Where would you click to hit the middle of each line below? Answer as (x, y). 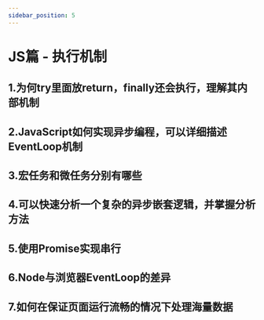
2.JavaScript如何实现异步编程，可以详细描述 (118, 131)
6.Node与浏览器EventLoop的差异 (90, 278)
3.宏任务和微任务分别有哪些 (75, 175)
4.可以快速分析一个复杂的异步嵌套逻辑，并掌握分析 (132, 205)
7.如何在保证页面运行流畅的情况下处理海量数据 (121, 307)
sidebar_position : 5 (42, 15)
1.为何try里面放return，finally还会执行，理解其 (123, 88)
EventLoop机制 (46, 146)
